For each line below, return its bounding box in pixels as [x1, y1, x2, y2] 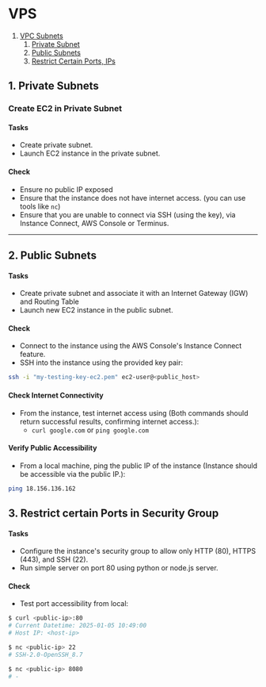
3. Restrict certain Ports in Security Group [8, 507, 219, 520]
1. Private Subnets [8, 79, 99, 93]
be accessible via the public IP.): [19, 469, 126, 478]
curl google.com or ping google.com [31, 425, 149, 435]
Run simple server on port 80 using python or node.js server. [19, 563, 219, 573]
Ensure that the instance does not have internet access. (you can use [19, 193, 246, 202]
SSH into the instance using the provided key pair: [19, 358, 184, 367]
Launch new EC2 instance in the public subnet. [19, 305, 173, 315]
